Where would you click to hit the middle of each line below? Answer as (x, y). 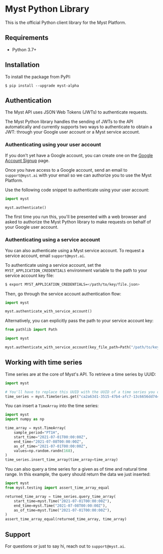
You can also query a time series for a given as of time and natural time (76, 469)
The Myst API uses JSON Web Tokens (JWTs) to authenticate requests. (76, 112)
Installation (22, 65)
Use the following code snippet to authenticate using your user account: (77, 190)
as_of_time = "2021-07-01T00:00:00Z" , (51, 446)
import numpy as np (25, 419)
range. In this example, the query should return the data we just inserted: (78, 475)
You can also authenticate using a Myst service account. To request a (75, 250)
